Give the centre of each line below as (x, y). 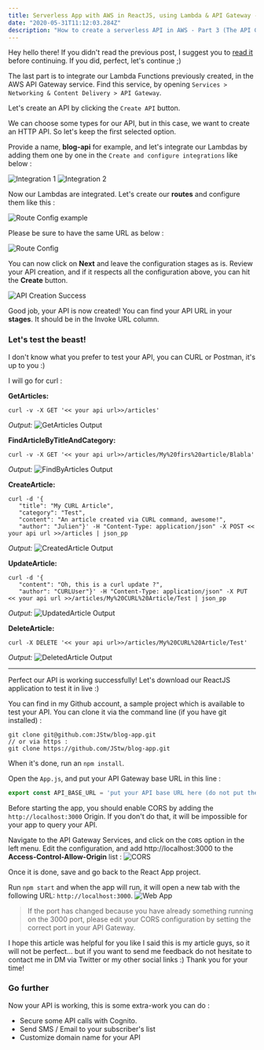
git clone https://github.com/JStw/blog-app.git (89, 748)
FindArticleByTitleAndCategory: (62, 440)
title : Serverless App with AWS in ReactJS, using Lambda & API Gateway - (133, 15)
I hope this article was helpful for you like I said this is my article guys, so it (129, 943)
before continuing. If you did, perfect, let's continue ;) (95, 61)
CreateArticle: (32, 484)
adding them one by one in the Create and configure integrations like (123, 155)
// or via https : (38, 741)
